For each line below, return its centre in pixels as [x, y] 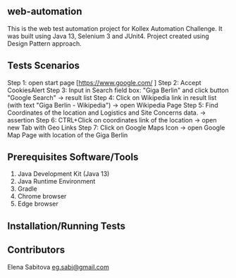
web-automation [45, 12]
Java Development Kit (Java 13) [63, 174]
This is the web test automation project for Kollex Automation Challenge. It [115, 28]
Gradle [27, 189]
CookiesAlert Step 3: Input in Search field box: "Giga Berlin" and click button [118, 90]
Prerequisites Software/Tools [73, 157]
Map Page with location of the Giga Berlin [68, 135]
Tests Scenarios [43, 66]
